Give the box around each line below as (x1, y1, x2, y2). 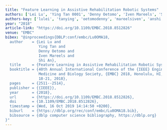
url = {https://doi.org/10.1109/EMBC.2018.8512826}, (9, 94, 135, 99)
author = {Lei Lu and (9, 40, 61, 44)
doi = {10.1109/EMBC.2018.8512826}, (9, 99, 99, 104)
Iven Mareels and (38, 53, 75, 58)
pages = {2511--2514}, (9, 81, 66, 86)
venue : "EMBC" (5, 30, 35, 35)
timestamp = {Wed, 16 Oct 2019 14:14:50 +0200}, (9, 104, 112, 109)
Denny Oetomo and (38, 48, 75, 53)
